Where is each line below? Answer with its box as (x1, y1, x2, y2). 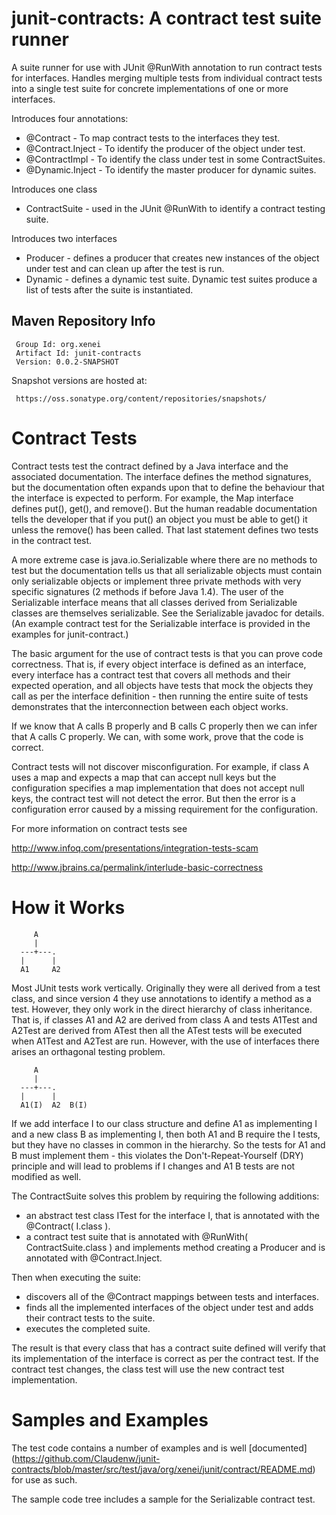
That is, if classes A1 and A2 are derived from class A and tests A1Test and (11, 1013, 318, 1026)
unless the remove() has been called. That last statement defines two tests (11, 523, 319, 536)
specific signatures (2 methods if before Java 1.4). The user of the (11, 585, 284, 597)
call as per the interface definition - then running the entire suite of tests (11, 690, 309, 702)
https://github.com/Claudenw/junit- (14, 1452, 161, 1464)
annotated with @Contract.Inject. (25, 1252, 163, 1264)
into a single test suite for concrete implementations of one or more (11, 82, 289, 94)
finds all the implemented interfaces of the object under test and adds (25, 1301, 314, 1313)
